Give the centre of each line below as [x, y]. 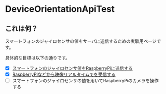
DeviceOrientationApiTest [60, 9]
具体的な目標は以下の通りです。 [38, 58]
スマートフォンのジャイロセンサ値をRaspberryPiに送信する [72, 68]
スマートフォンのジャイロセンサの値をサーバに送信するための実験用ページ [81, 41]
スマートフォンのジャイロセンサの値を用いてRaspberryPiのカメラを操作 [85, 81]
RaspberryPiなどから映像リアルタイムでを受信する [64, 74]
